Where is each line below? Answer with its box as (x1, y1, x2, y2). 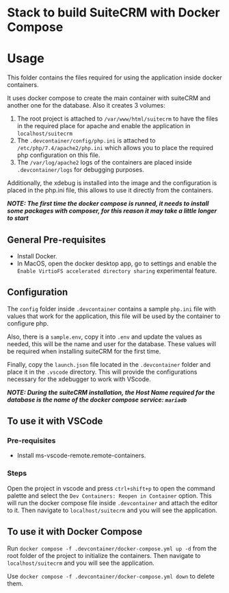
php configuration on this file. (16, 151, 100, 159)
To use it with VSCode (7, 415, 103, 427)
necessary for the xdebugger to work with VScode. (7, 375, 152, 383)
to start (7, 214, 29, 222)
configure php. (7, 319, 49, 327)
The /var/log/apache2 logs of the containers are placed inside (16, 158, 193, 167)
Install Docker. (16, 252, 57, 260)
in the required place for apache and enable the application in (16, 122, 191, 130)
